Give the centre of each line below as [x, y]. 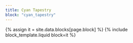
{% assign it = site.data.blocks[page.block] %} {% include [66, 29]
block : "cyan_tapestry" [31, 15]
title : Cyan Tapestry [28, 10]
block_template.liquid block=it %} [41, 35]
